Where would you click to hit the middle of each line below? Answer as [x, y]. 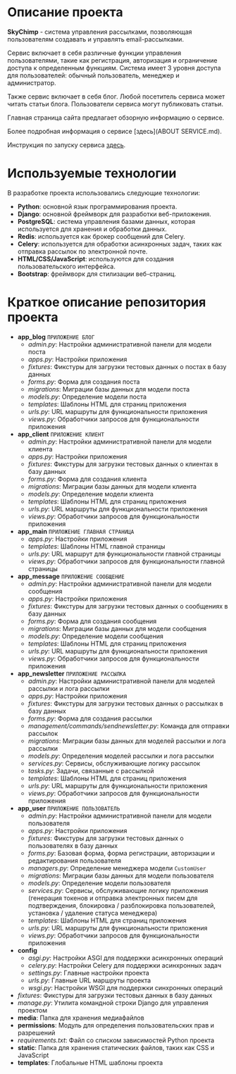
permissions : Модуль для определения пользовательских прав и [116, 1025]
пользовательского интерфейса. [67, 266]
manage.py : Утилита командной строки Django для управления [113, 1003]
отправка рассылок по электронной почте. [82, 251]
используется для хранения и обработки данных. [92, 229]
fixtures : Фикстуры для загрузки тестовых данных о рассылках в [126, 703]
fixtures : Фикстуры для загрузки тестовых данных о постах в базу [127, 366]
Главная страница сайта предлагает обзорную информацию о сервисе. [116, 118]
